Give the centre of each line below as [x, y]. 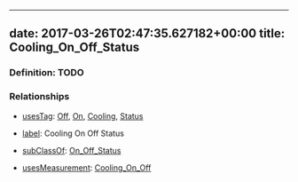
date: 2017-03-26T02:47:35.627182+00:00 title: [147, 33]
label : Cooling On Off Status [73, 133]
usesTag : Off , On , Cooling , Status [82, 115]
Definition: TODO [47, 73]
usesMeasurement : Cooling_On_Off [86, 167]
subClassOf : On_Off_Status [71, 150]
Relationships [39, 97]
